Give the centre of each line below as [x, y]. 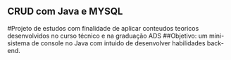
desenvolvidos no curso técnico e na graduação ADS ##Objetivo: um [107, 36]
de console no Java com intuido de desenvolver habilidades [118, 43]
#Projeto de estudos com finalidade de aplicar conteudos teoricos [103, 28]
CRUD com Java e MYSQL [65, 12]
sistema [19, 43]
